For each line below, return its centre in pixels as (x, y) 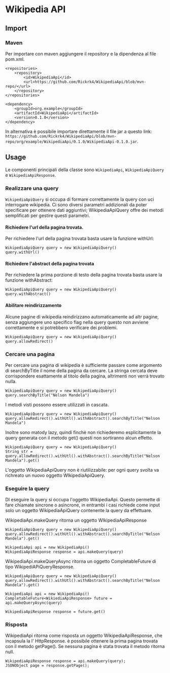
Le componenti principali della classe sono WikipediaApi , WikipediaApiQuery (84, 170)
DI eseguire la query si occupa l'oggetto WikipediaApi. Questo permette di (83, 500)
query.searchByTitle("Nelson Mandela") (47, 395)
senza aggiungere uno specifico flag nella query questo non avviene (77, 322)
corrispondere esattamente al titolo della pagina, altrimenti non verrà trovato (85, 376)
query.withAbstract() (28, 294)
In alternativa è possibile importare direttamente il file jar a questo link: (79, 131)
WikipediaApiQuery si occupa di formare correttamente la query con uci (80, 199)
